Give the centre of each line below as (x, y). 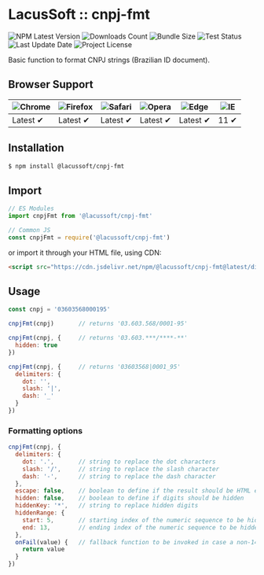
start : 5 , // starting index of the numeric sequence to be (133, 520)
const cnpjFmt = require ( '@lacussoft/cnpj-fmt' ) (89, 238)
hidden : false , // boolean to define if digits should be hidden (130, 498)
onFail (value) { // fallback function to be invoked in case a (125, 542)
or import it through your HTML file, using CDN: (85, 252)
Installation (36, 148)
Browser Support (51, 85)
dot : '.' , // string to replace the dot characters (119, 462)
